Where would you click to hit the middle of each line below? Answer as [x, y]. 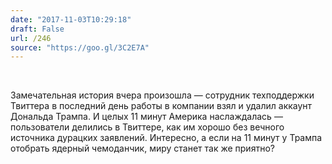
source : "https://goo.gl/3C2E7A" [80, 47]
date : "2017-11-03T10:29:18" [71, 19]
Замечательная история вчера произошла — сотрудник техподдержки [162, 95]
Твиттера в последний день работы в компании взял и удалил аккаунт [161, 106]
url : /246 [31, 38]
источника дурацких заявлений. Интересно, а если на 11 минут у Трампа [166, 138]
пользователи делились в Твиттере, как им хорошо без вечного [147, 127]
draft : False [37, 29]
